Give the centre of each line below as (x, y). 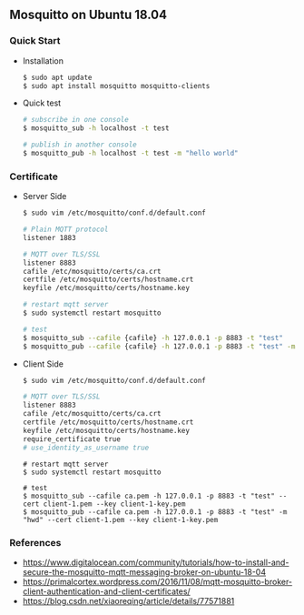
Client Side (43, 364)
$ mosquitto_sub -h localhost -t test (96, 128)
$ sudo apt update (57, 77)
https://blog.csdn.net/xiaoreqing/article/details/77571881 (128, 600)
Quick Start (35, 41)
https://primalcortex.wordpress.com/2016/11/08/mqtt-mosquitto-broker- (157, 581)
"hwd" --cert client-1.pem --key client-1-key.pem (120, 519)
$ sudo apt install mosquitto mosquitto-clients (116, 86)
